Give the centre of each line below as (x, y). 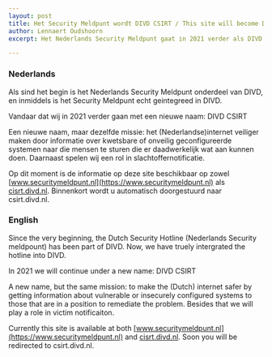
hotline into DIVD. (37, 255)
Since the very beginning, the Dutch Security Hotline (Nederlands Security (133, 238)
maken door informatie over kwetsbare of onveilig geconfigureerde (120, 140)
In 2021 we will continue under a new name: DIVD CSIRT (102, 271)
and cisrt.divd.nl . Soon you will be (181, 337)
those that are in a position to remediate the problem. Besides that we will (131, 303)
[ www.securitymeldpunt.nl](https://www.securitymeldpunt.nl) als (117, 182)
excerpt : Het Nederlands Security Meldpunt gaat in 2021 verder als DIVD (136, 39)
